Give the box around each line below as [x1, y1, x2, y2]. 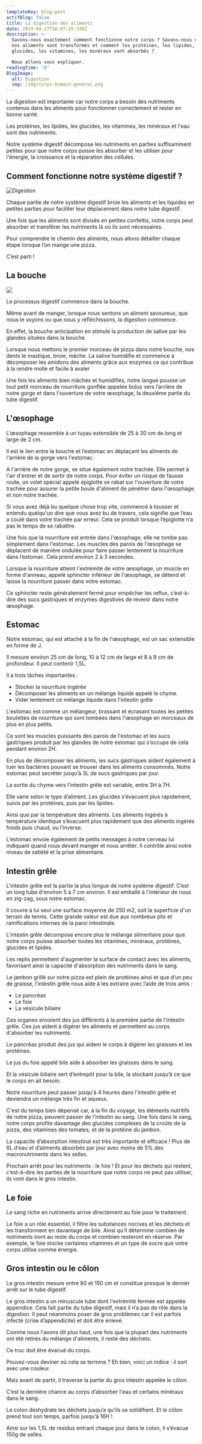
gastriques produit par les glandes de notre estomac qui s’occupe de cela [6, 739, 189, 746]
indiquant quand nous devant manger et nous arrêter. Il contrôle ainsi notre [6, 842, 192, 850]
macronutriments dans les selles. [6, 1151, 88, 1158]
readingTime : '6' [6, 65, 50, 71]
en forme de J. [6, 642, 43, 649]
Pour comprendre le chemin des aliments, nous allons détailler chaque [6, 235, 180, 242]
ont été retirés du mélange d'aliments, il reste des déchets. [6, 1335, 151, 1342]
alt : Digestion [11, 76, 50, 82]
